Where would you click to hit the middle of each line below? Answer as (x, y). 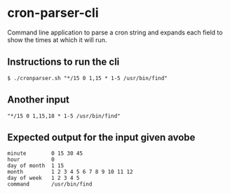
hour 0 (31, 160)
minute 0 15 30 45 (45, 154)
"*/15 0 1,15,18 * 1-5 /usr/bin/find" (64, 116)
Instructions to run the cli (63, 62)
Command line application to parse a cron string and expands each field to (115, 32)
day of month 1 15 (36, 166)
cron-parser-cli (53, 13)
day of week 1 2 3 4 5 (43, 178)
